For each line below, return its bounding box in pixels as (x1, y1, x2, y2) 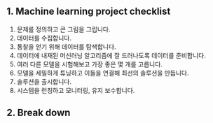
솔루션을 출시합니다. (16, 77, 71, 86)
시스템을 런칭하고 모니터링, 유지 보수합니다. (16, 86, 135, 94)
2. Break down (6, 107, 71, 119)
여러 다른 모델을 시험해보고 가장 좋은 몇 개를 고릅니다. (16, 59, 163, 68)
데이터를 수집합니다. (16, 34, 71, 42)
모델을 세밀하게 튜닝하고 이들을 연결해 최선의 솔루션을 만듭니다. (16, 68, 190, 77)
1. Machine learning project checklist (6, 6, 171, 17)
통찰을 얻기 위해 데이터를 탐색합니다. (16, 42, 116, 51)
